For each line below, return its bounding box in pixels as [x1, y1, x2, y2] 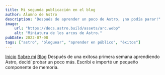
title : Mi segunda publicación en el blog [5, 7, 96, 12]
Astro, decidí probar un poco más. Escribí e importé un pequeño [5, 58, 138, 65]
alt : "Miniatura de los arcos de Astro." [14, 30, 102, 35]
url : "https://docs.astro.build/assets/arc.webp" [14, 26, 121, 31]
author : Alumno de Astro [5, 12, 57, 17]
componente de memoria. [5, 64, 59, 70]
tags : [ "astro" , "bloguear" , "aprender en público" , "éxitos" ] [5, 40, 141, 45]
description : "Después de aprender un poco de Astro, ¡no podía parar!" [5, 16, 161, 21]
